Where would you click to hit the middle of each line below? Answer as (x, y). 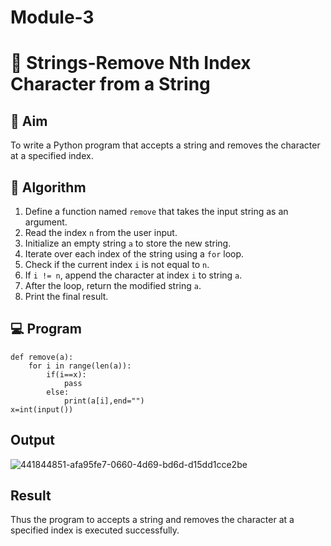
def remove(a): (42, 357)
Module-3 (52, 17)
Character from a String (110, 84)
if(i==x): (66, 374)
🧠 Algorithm (48, 187)
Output (32, 440)
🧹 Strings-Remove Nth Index (131, 63)
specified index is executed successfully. (95, 530)
